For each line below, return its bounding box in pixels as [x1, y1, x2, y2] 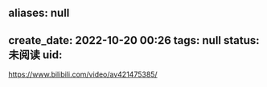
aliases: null [8, 6, 70, 20]
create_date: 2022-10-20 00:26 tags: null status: [8, 34, 260, 47]
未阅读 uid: [8, 48, 63, 61]
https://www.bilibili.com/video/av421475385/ [8, 69, 158, 79]
